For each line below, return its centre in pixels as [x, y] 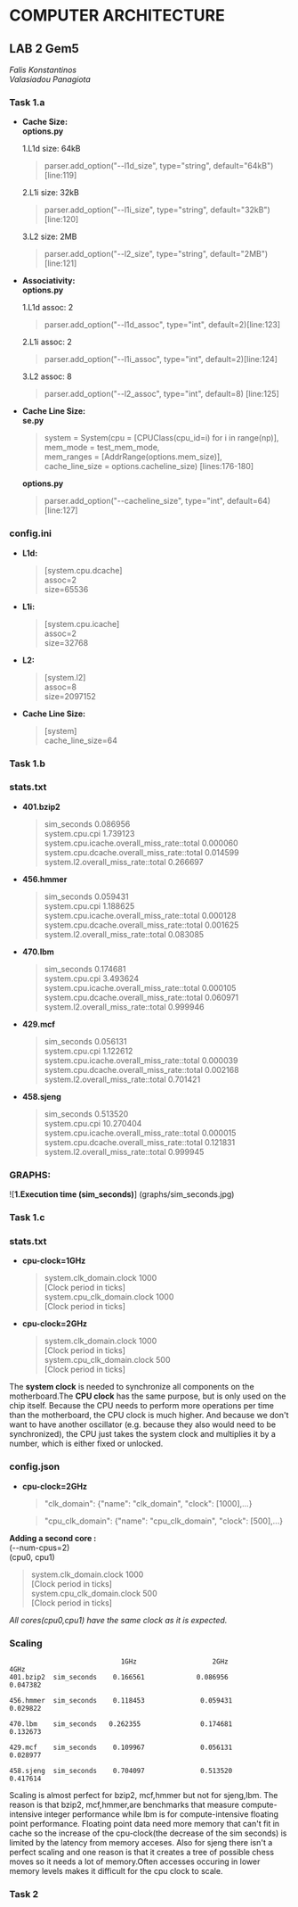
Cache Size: [45, 122]
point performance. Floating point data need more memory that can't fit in [145, 1823]
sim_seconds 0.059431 [86, 896]
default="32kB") [241, 210]
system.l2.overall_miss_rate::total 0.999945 [124, 1152]
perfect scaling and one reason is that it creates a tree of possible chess [141, 1852]
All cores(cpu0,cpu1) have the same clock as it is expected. [118, 1620]
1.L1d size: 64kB [52, 149]
